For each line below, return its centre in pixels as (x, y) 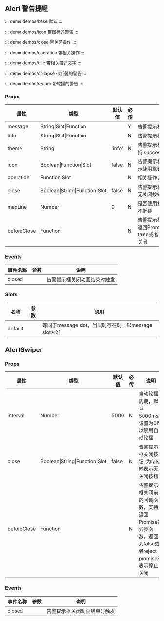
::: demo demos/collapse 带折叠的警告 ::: (46, 73)
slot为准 (51, 332)
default (16, 328)
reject (150, 551)
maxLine (17, 207)
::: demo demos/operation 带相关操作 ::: (45, 52)
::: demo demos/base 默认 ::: (34, 21)
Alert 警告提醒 (26, 9)
